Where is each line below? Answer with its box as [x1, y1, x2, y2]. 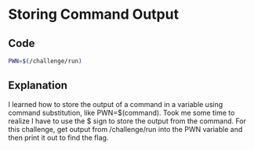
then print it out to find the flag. [8, 133, 109, 142]
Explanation [8, 79, 68, 92]
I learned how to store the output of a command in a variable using [8, 99, 223, 109]
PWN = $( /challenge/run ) [8, 57, 82, 65]
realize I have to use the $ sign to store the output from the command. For [8, 116, 247, 126]
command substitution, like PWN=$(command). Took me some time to [8, 108, 235, 117]
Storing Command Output [8, 5, 179, 23]
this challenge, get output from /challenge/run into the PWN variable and [8, 124, 243, 134]
